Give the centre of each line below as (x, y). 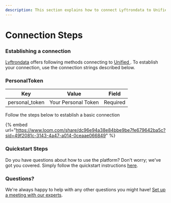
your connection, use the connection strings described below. (70, 68)
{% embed (17, 125)
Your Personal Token (74, 102)
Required (115, 102)
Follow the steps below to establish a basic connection (63, 115)
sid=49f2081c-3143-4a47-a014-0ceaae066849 (55, 136)
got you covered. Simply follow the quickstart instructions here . (72, 165)
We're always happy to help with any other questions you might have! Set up (85, 190)
